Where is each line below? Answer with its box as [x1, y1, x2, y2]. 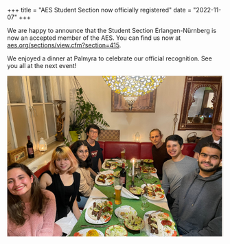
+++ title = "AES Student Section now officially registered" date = [7, 6, 192, 14]
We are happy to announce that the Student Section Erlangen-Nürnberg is [7, 27, 217, 34]
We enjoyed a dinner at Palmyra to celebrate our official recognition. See [7, 54, 213, 63]
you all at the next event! [7, 62, 77, 69]
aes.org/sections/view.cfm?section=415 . [7, 41, 122, 49]
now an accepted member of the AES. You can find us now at [7, 34, 181, 42]
